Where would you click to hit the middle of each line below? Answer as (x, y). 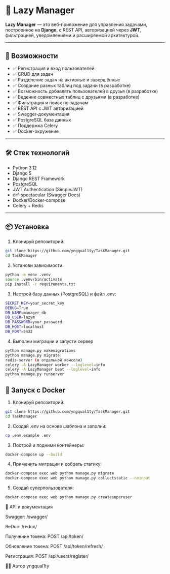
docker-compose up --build (34, 455)
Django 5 (22, 173)
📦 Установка (27, 226)
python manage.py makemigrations (40, 350)
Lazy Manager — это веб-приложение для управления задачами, (76, 24)
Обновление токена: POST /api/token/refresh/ (54, 547)
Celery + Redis (28, 205)
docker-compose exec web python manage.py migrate (60, 473)
